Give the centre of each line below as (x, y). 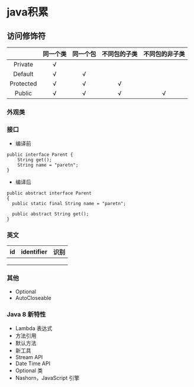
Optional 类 (29, 370)
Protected (23, 84)
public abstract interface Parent (49, 193)
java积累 (28, 12)
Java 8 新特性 (26, 314)
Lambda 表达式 (34, 328)
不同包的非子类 (164, 54)
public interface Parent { (40, 155)
